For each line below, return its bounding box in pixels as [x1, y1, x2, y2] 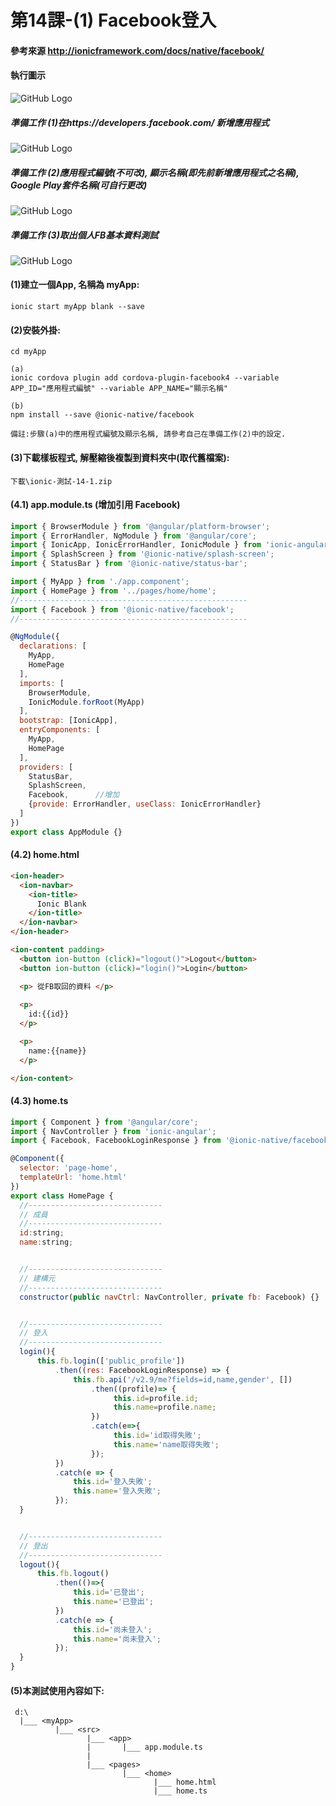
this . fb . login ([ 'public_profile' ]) [36, 1356, 186, 1366]
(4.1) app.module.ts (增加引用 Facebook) [10, 499, 181, 511]
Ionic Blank [36, 899, 87, 909]
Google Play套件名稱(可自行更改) [10, 179, 148, 191]
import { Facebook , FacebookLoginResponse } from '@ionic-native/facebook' [10, 1136, 333, 1146]
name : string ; [19, 1237, 74, 1248]
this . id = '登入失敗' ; [73, 1477, 153, 1487]
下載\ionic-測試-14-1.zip [10, 476, 113, 486]
